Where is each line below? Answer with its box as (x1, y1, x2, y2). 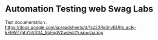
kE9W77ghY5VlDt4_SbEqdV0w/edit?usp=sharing (5, 29, 104, 35)
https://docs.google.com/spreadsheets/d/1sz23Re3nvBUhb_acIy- (5, 24, 137, 30)
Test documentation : (5, 19, 48, 25)
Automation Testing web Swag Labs (5, 3, 154, 14)
